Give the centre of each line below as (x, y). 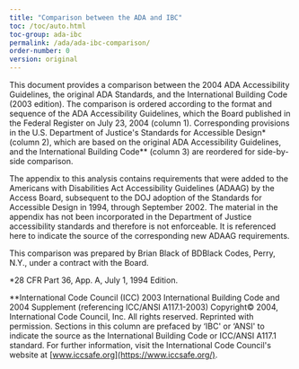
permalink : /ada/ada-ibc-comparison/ (80, 43)
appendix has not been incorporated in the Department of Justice (131, 217)
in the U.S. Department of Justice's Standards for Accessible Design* (138, 132)
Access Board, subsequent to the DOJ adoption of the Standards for (136, 198)
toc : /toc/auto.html (48, 26)
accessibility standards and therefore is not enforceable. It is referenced (143, 226)
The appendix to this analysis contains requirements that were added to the (149, 179)
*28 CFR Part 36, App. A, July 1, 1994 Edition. (93, 280)
